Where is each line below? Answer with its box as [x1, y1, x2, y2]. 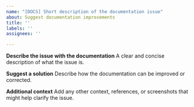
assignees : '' [6, 31, 42, 37]
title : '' [6, 20, 31, 26]
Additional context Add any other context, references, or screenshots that [6, 88, 189, 95]
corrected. [6, 77, 32, 84]
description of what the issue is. [6, 59, 85, 66]
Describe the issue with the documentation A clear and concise [6, 52, 165, 59]
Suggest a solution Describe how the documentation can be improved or [6, 70, 185, 77]
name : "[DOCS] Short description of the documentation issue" [6, 8, 163, 15]
